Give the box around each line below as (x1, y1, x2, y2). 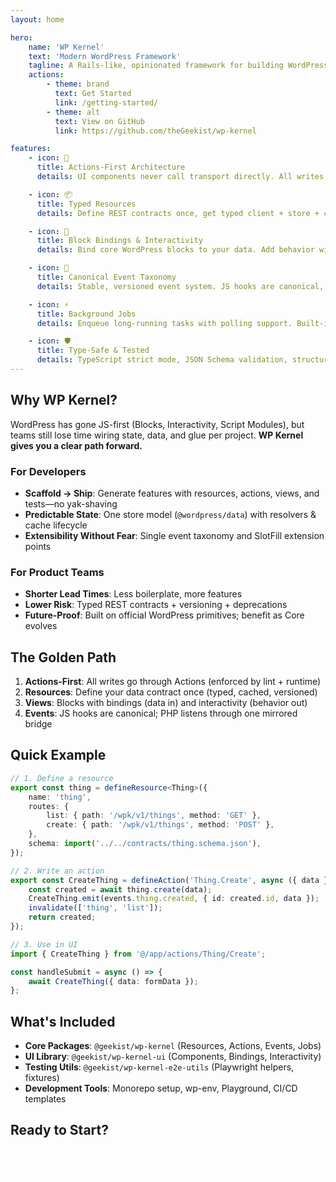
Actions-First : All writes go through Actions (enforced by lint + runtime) (24, 676, 322, 688)
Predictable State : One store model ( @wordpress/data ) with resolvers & (24, 508, 317, 520)
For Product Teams (10, 565, 105, 579)
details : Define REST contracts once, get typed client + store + (36, 208, 320, 218)
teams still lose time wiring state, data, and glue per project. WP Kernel (10, 429, 304, 441)
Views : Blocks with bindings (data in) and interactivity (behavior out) (24, 697, 308, 709)
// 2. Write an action (10, 866, 105, 876)
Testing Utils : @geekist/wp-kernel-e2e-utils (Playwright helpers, (24, 1061, 295, 1073)
